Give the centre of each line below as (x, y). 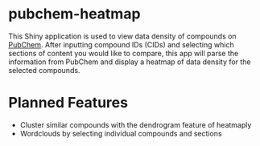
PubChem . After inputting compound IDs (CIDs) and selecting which (122, 44)
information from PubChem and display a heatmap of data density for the (130, 62)
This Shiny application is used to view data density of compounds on (122, 36)
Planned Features (68, 103)
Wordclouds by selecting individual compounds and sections (121, 133)
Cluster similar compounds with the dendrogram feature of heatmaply (136, 124)
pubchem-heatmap (74, 14)
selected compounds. (44, 70)
